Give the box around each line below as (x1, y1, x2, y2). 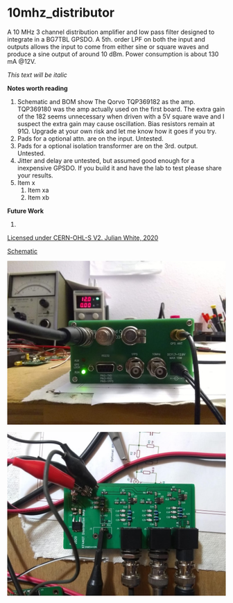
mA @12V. (7, 57, 36, 65)
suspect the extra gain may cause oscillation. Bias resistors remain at (17, 119, 215, 128)
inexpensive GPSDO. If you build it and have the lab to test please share (17, 164, 222, 172)
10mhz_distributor (7, 5, 115, 21)
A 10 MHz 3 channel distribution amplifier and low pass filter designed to (7, 28, 215, 36)
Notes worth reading (7, 84, 68, 92)
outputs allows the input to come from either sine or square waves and (7, 42, 209, 51)
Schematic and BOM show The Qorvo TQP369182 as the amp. (17, 97, 196, 105)
